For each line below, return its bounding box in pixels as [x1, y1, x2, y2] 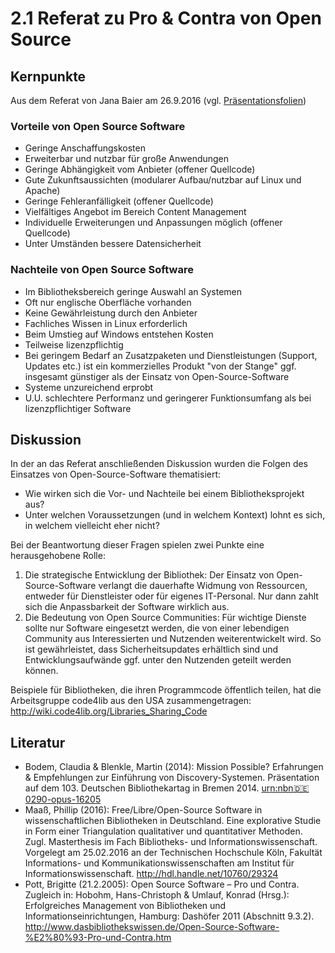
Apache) [24, 185, 61, 197]
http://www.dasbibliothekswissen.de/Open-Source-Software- [24, 921, 280, 933]
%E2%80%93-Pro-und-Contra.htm [24, 932, 172, 944]
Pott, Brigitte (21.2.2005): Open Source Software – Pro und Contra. [24, 878, 300, 891]
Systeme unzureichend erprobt [24, 381, 154, 393]
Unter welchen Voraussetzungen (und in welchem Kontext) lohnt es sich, [24, 509, 326, 521]
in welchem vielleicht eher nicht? [24, 520, 160, 532]
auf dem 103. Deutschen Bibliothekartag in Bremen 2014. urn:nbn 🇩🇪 [24, 782, 310, 794]
